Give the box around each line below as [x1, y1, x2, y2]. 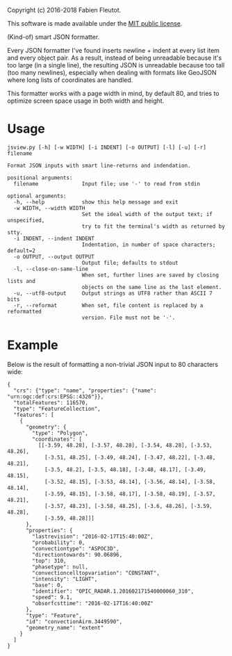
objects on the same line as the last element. [81, 284, 222, 290]
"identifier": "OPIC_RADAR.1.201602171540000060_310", [32, 587, 194, 595]
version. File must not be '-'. [81, 314, 176, 321]
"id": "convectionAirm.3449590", [25, 618, 123, 625]
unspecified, [7, 217, 45, 224]
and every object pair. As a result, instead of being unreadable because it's [7, 54, 222, 62]
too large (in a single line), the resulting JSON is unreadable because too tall [7, 61, 225, 69]
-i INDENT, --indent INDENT [13, 235, 95, 242]
